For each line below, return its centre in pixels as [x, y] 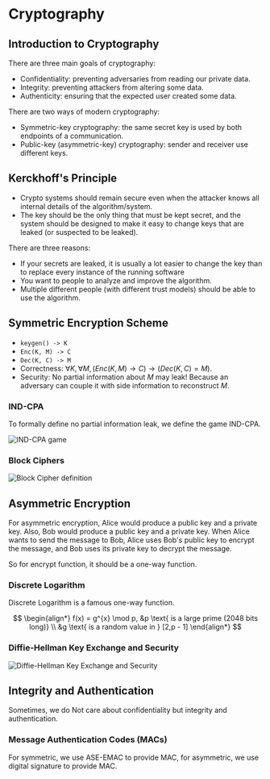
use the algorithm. [50, 297]
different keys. [44, 153]
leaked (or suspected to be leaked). [79, 232]
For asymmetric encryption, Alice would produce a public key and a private [133, 523]
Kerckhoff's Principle [63, 178]
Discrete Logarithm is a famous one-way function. [91, 603]
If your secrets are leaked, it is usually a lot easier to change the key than [141, 263]
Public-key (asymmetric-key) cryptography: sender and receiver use [134, 144]
